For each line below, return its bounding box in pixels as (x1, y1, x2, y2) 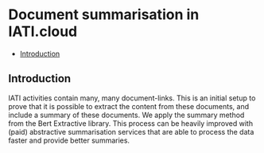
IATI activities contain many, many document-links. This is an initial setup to (8, 93, 256, 103)
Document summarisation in (8, 6, 200, 24)
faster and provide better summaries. (8, 135, 130, 145)
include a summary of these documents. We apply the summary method (8, 110, 245, 120)
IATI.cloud (8, 22, 78, 41)
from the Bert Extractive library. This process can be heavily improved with (8, 118, 253, 128)
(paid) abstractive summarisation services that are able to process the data (8, 127, 254, 136)
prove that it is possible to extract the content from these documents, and (8, 101, 250, 111)
